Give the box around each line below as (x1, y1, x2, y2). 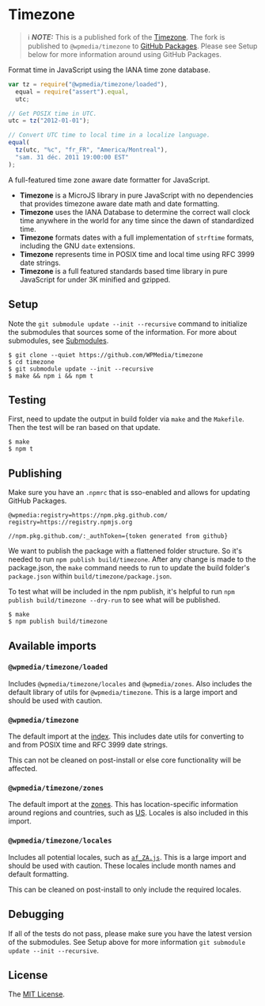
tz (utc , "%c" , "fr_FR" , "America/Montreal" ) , (15, 146, 168, 154)
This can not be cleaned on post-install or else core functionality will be (8, 755, 241, 765)
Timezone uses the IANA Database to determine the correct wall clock (19, 207, 251, 217)
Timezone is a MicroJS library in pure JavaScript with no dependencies (19, 190, 254, 200)
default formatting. (8, 869, 70, 878)
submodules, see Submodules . (8, 336, 109, 345)
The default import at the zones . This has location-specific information (8, 800, 239, 809)
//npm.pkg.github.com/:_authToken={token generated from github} (8, 532, 228, 540)
